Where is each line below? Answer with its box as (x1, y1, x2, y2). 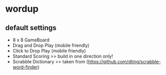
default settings (5, 23, 57, 32)
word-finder (12, 64, 38, 70)
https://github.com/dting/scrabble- (88, 59, 161, 64)
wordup (5, 3, 39, 15)
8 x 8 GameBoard (12, 37, 50, 43)
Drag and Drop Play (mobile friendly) (12, 42, 90, 48)
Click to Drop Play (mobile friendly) (12, 48, 86, 54)
